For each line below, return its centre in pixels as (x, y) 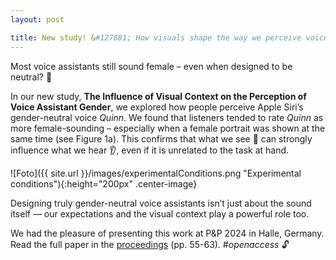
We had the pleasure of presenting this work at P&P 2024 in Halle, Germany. (167, 233)
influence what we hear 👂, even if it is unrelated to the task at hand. (150, 150)
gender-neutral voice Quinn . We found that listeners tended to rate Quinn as (167, 117)
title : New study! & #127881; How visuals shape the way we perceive (156, 37)
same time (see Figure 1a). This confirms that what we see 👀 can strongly (161, 138)
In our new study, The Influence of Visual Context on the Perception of (158, 96)
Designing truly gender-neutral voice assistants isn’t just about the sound (161, 203)
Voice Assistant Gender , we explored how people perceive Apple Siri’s (157, 107)
